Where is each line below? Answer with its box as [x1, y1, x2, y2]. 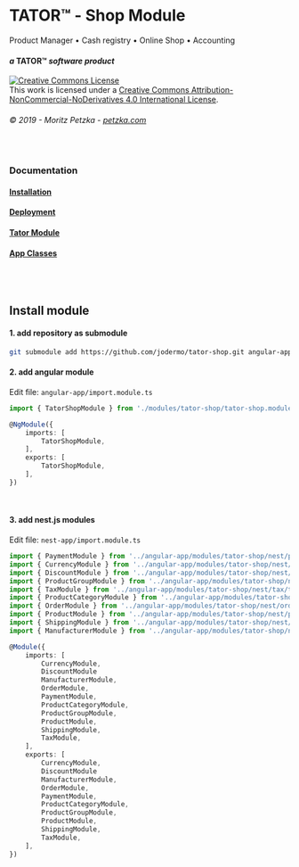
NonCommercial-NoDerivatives [9, 95, 125, 105]
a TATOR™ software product [9, 55, 115, 66]
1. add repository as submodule [9, 327, 128, 339]
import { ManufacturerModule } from [9, 626, 145, 635]
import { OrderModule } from [9, 601, 117, 611]
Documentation [9, 164, 78, 177]
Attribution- [190, 85, 234, 95]
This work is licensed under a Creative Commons [9, 85, 190, 95]
